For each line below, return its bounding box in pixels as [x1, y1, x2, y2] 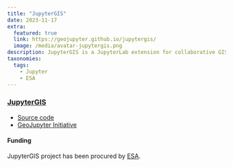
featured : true [13, 29, 58, 37]
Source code [17, 113, 54, 121]
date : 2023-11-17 [7, 17, 58, 24]
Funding [7, 137, 32, 145]
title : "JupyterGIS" [7, 10, 67, 17]
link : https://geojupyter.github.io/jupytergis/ [13, 36, 157, 43]
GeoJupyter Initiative [17, 121, 78, 129]
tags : [13, 62, 30, 69]
